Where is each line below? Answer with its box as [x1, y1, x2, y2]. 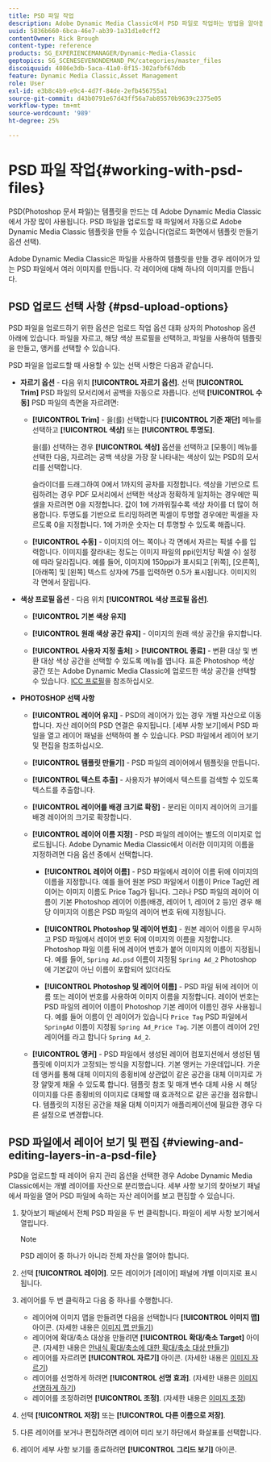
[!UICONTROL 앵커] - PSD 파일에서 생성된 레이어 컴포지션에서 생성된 [31, 1049, 252, 1059]
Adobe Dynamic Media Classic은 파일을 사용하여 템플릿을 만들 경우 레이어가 [8, 253, 252, 263]
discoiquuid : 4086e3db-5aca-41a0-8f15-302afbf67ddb [8, 65, 186, 73]
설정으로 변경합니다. [40, 1109, 104, 1119]
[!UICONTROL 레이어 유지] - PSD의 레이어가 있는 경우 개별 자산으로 [31, 710, 248, 720]
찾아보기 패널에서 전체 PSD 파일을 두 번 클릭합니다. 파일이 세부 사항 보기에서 [19, 1208, 261, 1218]
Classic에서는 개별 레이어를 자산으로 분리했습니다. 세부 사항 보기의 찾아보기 [8, 1181, 246, 1191]
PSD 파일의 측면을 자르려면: [31, 397, 119, 407]
